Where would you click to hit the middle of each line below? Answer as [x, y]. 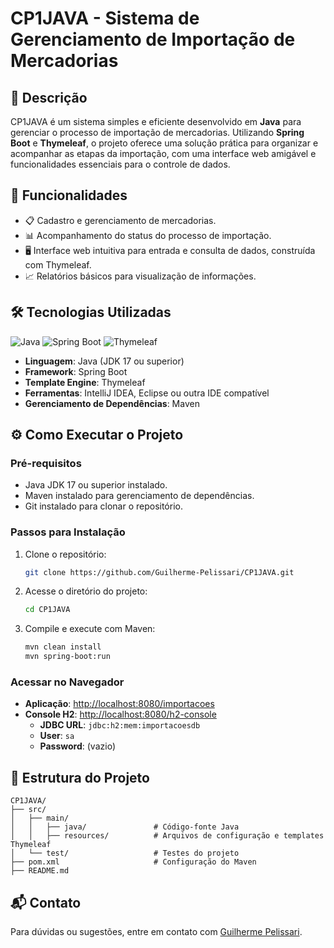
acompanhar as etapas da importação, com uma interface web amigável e [163, 153]
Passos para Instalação [68, 532]
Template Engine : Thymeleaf [85, 382]
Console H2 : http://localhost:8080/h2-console [120, 714]
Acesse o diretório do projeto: [86, 591]
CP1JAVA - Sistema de [105, 18]
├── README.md [40, 871]
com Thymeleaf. [58, 264]
